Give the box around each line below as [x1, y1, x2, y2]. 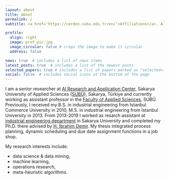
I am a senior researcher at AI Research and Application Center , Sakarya [5, 86, 155, 92]
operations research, [12, 164, 56, 170]
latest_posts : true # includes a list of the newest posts [5, 63, 134, 68]
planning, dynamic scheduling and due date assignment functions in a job [5, 128, 158, 134]
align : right [10, 35, 37, 40]
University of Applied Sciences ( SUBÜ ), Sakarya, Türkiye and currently [5, 91, 152, 97]
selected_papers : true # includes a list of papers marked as [5, 67, 138, 73]
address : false [10, 49, 42, 54]
